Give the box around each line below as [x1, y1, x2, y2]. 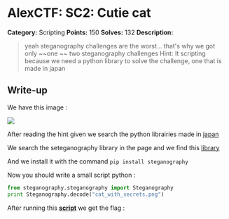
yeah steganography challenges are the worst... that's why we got [24, 41, 216, 50]
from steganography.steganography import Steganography [7, 184, 174, 191]
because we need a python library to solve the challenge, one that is [24, 56, 222, 65]
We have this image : [7, 103, 68, 112]
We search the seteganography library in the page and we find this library [7, 143, 220, 152]
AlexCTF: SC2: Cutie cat [7, 5, 151, 21]
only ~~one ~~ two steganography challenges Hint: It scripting [24, 49, 207, 58]
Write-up [7, 84, 48, 96]
